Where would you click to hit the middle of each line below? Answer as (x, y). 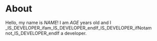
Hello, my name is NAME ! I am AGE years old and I (58, 22)
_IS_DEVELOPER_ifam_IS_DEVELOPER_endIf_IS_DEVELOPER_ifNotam (78, 27)
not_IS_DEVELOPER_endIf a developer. (46, 33)
